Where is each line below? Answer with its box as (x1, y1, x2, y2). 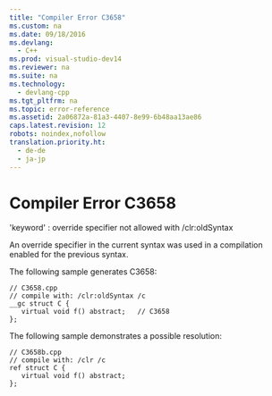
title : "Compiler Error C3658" (9, 13, 126, 22)
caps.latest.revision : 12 (9, 122, 106, 131)
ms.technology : (9, 80, 66, 88)
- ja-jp (17, 154, 47, 164)
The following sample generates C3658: (9, 266, 157, 277)
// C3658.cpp (9, 283, 58, 293)
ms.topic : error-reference (9, 105, 110, 114)
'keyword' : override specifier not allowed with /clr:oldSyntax (9, 223, 234, 233)
